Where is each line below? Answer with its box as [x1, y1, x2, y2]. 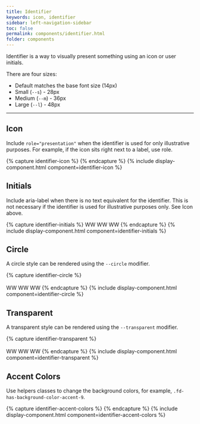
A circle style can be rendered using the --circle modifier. [6, 260, 150, 268]
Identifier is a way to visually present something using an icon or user [6, 53, 177, 59]
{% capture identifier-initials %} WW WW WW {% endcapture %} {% [6, 221, 176, 228]
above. [6, 209, 23, 216]
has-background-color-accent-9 [6, 395, 84, 401]
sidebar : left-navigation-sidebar [6, 20, 92, 26]
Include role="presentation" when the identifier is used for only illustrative [6, 139, 190, 146]
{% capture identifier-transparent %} [6, 335, 97, 343]
